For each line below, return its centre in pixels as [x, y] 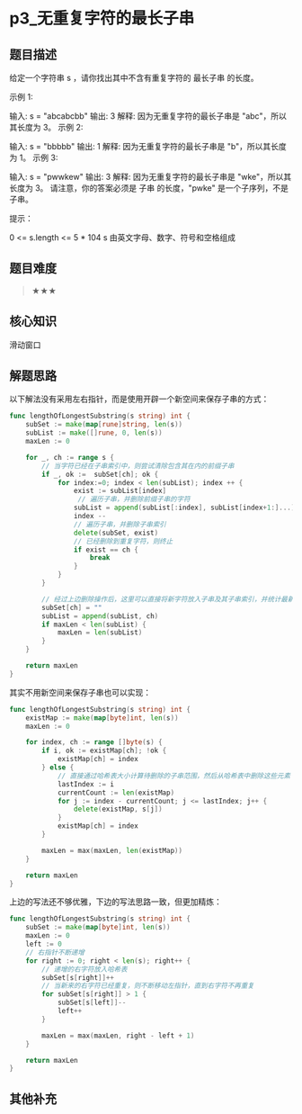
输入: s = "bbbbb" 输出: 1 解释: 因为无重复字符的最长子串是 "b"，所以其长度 [148, 146]
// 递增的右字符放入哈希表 [84, 969]
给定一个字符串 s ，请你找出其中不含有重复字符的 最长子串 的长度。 [134, 78]
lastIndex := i [86, 784]
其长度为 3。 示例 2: [46, 127]
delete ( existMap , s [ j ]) [118, 809]
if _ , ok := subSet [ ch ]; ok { [100, 474]
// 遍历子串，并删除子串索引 [120, 524]
